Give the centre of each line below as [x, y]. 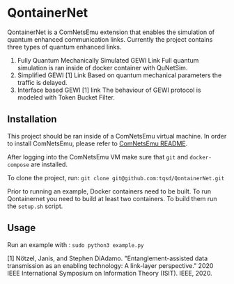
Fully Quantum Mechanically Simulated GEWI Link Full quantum [108, 60]
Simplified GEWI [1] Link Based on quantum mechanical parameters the [119, 75]
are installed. [49, 164]
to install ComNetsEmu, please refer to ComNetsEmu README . [97, 143]
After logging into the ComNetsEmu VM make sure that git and [98, 157]
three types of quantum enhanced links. [64, 47]
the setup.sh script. [35, 206]
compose [18, 165]
